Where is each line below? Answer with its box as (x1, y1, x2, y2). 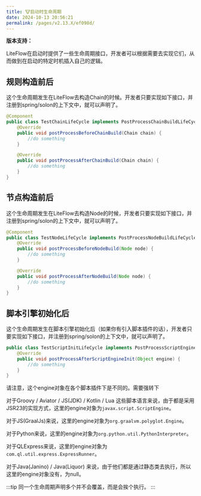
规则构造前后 (6, 76, 54, 87)
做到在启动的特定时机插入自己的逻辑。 (11, 58, 106, 65)
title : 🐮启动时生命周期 (6, 8, 62, 15)
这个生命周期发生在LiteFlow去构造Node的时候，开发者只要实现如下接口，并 (6, 210, 193, 217)
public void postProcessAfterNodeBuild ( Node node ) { (17, 273, 151, 279)
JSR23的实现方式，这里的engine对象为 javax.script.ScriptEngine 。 (6, 405, 175, 412)
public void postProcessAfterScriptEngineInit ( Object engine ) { (17, 355, 181, 362)
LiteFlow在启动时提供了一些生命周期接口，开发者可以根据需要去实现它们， (6, 50, 190, 57)
